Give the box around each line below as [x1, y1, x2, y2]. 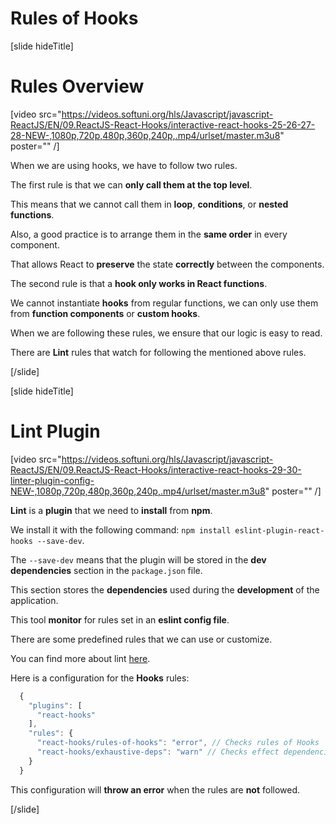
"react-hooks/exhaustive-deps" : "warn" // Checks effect [36, 747, 280, 757]
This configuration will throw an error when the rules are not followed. [10, 783, 301, 796]
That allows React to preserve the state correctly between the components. [10, 258, 325, 270]
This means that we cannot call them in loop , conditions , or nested [10, 198, 289, 210]
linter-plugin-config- [10, 474, 95, 486]
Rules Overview [10, 75, 145, 98]
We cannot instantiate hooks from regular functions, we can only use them [10, 297, 319, 309]
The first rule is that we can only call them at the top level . [10, 178, 253, 191]
